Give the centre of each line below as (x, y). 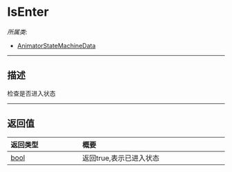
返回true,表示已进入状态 (121, 158)
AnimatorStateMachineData (56, 45)
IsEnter (28, 12)
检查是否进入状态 (31, 93)
